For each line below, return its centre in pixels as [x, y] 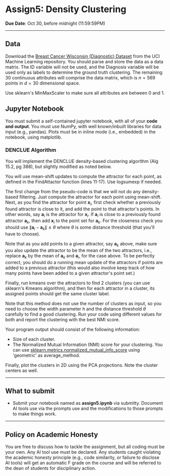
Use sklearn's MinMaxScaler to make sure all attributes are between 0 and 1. [85, 93]
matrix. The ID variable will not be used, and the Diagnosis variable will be [82, 67]
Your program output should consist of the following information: [73, 329]
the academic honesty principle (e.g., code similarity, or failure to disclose [82, 458]
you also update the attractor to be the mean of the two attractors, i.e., [79, 250]
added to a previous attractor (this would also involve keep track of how [80, 268]
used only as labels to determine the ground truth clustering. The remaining [84, 72]
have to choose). [23, 234]
